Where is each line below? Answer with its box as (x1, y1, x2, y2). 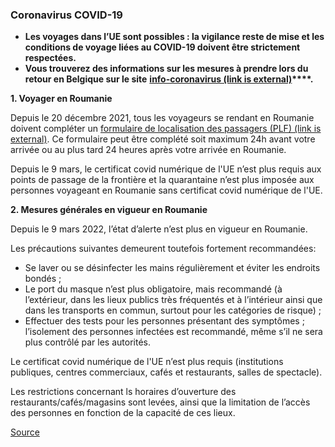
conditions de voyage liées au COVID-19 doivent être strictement (24, 41, 301, 53)
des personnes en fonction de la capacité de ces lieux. (10, 407, 236, 419)
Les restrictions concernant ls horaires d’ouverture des (10, 386, 237, 398)
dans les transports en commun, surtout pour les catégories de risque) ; (24, 304, 322, 317)
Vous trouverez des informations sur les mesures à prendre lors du (24, 63, 309, 75)
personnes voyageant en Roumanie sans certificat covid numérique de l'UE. (10, 184, 323, 197)
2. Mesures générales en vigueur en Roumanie (10, 204, 208, 216)
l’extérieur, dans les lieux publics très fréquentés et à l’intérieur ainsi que (24, 294, 323, 306)
